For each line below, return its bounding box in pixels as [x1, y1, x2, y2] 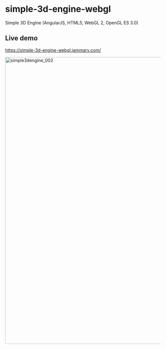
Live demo [5, 34, 38, 42]
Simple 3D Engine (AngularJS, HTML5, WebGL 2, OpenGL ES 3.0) [5, 20, 138, 26]
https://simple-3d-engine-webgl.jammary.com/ [5, 47, 101, 53]
